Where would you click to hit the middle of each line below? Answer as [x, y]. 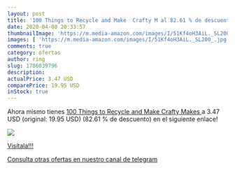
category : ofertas [34, 53]
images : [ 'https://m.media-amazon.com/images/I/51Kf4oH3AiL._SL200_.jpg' [119, 40]
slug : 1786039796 [33, 66]
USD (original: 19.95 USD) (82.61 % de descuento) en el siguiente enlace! [113, 119]
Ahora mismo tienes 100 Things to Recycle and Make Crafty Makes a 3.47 [114, 112]
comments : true [29, 46]
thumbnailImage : [31, 33]
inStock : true [28, 92]
